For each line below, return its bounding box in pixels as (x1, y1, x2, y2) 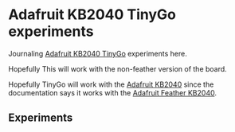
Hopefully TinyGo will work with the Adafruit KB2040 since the (8, 80, 214, 89)
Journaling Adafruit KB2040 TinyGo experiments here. (8, 49, 187, 58)
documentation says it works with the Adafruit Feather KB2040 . (8, 87, 217, 97)
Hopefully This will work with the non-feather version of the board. (8, 64, 227, 73)
